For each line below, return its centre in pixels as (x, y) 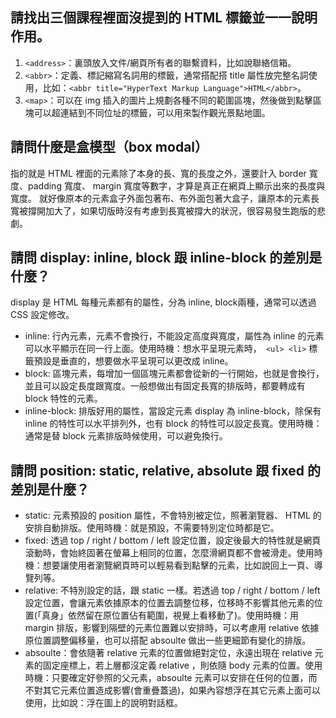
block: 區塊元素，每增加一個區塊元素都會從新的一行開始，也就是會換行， (174, 374)
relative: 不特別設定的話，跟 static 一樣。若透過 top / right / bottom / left (172, 590)
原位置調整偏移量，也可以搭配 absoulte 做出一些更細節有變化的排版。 (168, 640)
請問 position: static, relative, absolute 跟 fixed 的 (166, 470)
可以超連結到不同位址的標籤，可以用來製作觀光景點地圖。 (152, 112)
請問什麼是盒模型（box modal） (109, 147)
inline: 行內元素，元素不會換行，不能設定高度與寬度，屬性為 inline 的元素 (174, 336)
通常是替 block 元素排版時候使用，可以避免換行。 (126, 436)
